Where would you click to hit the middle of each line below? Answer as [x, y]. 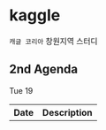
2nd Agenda [43, 69]
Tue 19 [21, 90]
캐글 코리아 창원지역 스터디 [53, 41]
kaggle [35, 15]
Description [68, 112]
